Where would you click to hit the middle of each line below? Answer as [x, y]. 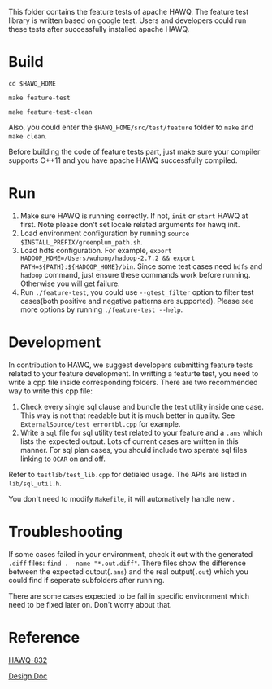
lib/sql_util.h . [35, 483]
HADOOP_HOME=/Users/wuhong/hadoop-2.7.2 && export [108, 258]
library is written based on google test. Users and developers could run [127, 20]
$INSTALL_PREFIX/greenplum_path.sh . [82, 241]
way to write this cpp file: [51, 391]
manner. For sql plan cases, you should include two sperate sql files [134, 450]
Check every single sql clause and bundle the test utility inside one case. [142, 406]
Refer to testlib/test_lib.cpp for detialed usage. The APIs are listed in [128, 474]
